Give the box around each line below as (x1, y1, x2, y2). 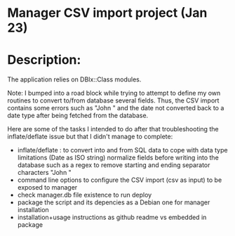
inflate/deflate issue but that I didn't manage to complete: (7, 132, 173, 141)
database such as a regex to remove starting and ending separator (17, 161, 210, 169)
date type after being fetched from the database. (7, 111, 149, 120)
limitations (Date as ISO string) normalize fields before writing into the (17, 153, 219, 162)
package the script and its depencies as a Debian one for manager (17, 198, 210, 206)
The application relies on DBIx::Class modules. (7, 75, 142, 84)
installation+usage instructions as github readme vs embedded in (17, 213, 207, 222)
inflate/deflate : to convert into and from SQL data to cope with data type (17, 146, 228, 155)
